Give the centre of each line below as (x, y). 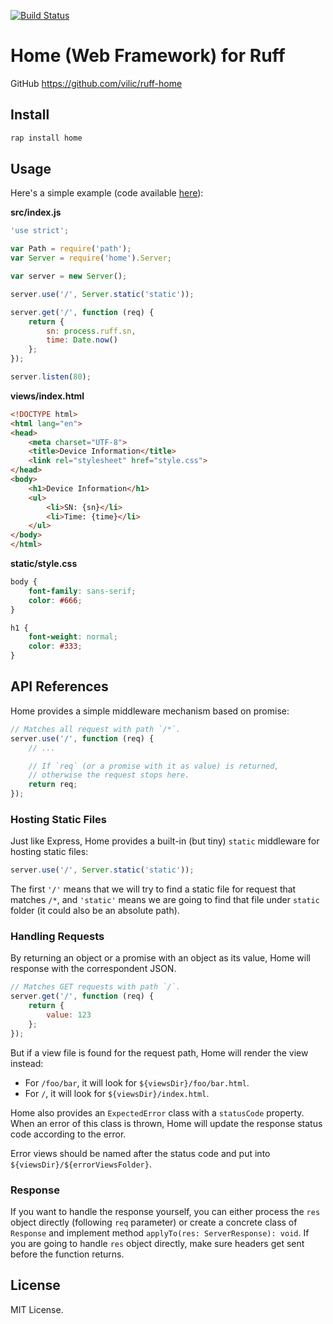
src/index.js (36, 212)
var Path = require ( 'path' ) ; (71, 249)
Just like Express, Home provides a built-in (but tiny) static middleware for (165, 841)
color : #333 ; (55, 646)
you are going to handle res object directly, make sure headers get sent (157, 1244)
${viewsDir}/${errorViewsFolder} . (81, 1164)
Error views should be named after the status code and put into (140, 1153)
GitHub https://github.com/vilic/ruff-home (96, 83)
